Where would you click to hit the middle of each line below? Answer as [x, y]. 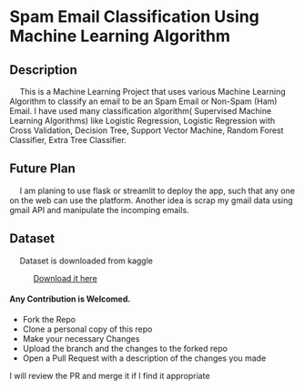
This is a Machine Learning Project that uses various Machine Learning [152, 92]
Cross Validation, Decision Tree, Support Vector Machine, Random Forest [147, 130]
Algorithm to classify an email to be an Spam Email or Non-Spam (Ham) [143, 101]
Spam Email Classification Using [134, 17]
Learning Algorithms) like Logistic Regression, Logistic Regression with [142, 121]
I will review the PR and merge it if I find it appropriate [110, 375]
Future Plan [42, 169]
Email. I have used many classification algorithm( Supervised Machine [141, 111]
